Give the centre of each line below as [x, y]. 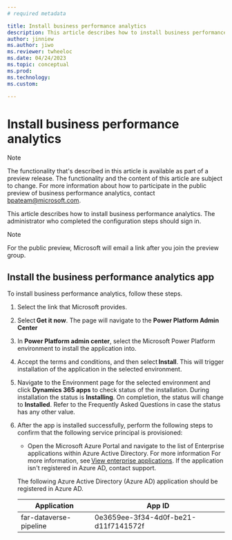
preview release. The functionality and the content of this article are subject [115, 179]
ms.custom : [23, 84]
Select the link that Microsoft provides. [72, 307]
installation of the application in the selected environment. [99, 369]
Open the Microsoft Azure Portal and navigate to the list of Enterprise [126, 446]
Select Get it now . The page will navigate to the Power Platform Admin [118, 320]
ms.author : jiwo [30, 46]
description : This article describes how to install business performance [117, 32]
